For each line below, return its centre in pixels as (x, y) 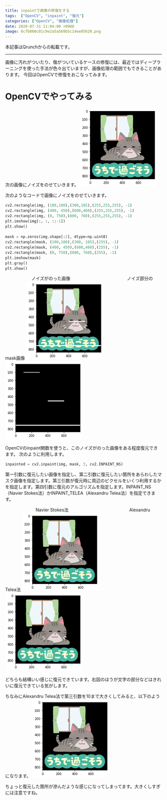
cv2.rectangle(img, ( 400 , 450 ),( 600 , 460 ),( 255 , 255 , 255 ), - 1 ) (70, 211)
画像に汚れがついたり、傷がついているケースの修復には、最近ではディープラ (83, 62)
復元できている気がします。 (42, 686)
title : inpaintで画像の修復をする (38, 10)
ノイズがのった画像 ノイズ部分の (92, 278)
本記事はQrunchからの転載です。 (39, 47)
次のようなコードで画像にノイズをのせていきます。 (57, 195)
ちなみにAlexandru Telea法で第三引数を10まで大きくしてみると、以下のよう (83, 696)
